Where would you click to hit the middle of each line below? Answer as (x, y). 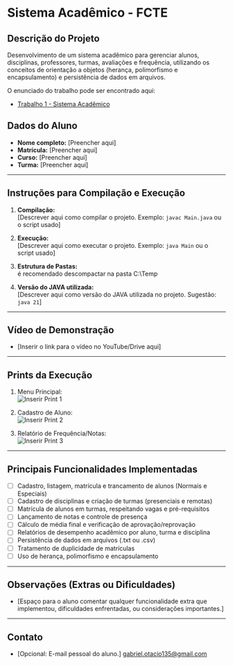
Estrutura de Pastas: (47, 266)
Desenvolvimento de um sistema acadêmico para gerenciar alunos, (103, 55)
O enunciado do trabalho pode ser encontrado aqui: (81, 91)
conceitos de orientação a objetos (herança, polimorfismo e (93, 70)
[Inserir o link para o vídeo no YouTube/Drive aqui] (89, 347)
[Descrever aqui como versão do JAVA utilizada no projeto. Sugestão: (117, 294)
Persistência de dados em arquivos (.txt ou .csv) (86, 540)
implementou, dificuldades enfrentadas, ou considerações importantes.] (120, 609)
